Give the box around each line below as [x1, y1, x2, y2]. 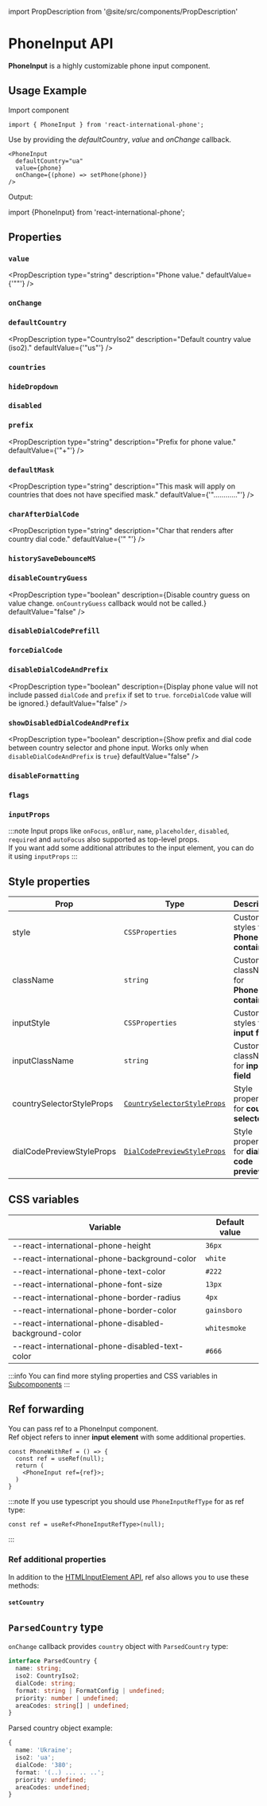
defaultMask [8, 465, 55, 474]
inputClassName [12, 1055, 74, 1066]
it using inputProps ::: [8, 852, 78, 862]
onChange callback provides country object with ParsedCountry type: [8, 1642, 229, 1651]
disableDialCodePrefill [8, 626, 101, 636]
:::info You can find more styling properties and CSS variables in [8, 1371, 218, 1380]
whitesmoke [205, 1323, 246, 1333]
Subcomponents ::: [8, 1379, 71, 1389]
